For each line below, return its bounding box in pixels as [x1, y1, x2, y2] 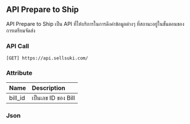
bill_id [9, 94, 25, 102]
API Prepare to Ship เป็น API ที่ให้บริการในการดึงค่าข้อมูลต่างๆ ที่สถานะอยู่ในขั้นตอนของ [6, 20, 185, 27]
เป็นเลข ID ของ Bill [31, 94, 76, 102]
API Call [6, 42, 30, 50]
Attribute [6, 69, 32, 77]
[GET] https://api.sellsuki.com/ [6, 55, 89, 61]
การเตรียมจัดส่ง [6, 26, 35, 34]
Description [31, 84, 66, 92]
